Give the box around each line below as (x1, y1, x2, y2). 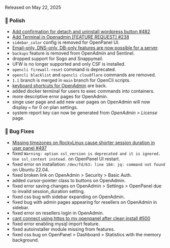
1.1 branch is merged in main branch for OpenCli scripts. (12, 77, 131, 84)
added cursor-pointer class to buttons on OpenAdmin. (12, 177, 126, 183)
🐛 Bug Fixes (5, 128, 34, 135)
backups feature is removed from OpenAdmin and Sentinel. (12, 50, 135, 57)
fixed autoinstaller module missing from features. (12, 226, 115, 232)
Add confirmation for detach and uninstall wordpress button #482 (12, 29, 151, 35)
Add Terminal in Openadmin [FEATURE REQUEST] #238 (12, 34, 129, 40)
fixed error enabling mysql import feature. (12, 221, 100, 227)
